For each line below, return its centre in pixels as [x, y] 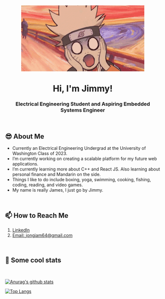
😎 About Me [25, 136]
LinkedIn [21, 230]
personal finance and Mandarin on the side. [56, 174]
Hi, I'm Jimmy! [83, 88]
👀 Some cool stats [33, 260]
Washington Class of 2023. [40, 153]
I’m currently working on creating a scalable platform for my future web [84, 159]
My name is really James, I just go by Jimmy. [58, 190]
